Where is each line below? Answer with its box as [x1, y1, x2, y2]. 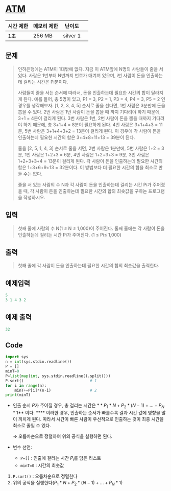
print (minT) [5, 392, 31, 398]
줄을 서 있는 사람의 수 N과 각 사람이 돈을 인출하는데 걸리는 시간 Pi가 [17, 181, 152, 188]
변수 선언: [12, 444, 32, 450]
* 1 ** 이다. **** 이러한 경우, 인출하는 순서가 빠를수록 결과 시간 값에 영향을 [12, 410, 161, 416]
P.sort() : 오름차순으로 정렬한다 [12, 473, 78, 479]
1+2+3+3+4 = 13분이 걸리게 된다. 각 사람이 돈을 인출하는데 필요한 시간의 [17, 158, 163, 164]
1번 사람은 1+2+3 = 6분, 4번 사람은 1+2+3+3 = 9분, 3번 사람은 [25, 151, 150, 157]
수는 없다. [23, 171, 43, 177]
